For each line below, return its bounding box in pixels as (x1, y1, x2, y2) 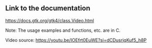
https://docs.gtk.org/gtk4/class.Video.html (5, 17, 94, 23)
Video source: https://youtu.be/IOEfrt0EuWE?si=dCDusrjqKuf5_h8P (5, 37, 147, 43)
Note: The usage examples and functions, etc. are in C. (5, 27, 121, 33)
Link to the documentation (5, 4, 90, 13)
